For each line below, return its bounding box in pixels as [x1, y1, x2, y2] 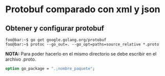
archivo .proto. [5, 56, 36, 62]
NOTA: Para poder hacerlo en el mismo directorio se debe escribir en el [5, 51, 157, 57]
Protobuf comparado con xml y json [5, 4, 160, 15]
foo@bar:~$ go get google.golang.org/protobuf [5, 37, 107, 42]
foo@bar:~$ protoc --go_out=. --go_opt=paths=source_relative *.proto [5, 42, 159, 47]
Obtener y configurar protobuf [5, 24, 105, 33]
